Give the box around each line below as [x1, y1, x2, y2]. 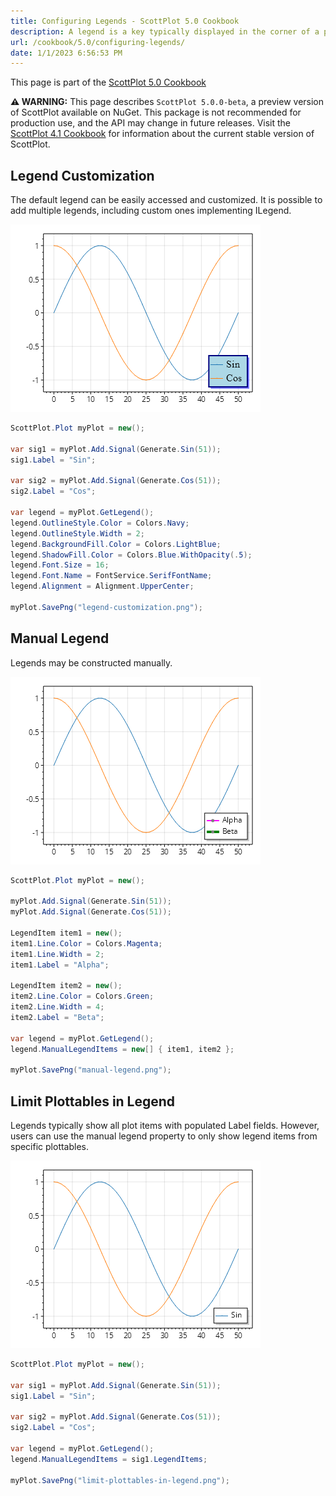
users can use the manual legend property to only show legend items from [10, 1130, 318, 1142]
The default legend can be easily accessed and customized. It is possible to [10, 194, 323, 206]
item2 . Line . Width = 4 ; [10, 1002, 105, 1012]
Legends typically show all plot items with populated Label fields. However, [10, 1120, 320, 1132]
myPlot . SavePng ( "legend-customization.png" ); [10, 602, 203, 612]
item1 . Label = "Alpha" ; [10, 960, 110, 970]
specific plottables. [10, 1141, 90, 1153]
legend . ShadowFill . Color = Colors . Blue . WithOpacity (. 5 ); [10, 550, 253, 560]
